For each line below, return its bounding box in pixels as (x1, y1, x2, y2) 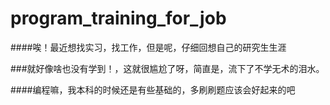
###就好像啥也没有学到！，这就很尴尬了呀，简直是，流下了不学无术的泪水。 (10, 62, 325, 74)
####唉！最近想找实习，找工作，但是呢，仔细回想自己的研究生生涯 (10, 41, 287, 53)
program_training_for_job (10, 7, 227, 30)
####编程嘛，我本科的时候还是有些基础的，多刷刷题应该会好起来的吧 (10, 83, 296, 96)
